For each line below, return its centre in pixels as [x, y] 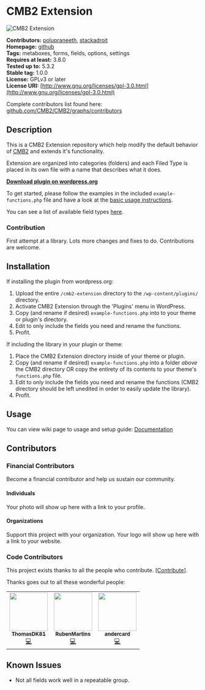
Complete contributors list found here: [54, 104]
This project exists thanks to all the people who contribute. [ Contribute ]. [97, 571]
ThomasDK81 [28, 634]
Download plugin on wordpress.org [52, 181]
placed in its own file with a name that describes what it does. [84, 169]
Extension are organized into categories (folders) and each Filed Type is [97, 163]
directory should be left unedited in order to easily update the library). [103, 389]
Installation [28, 267]
